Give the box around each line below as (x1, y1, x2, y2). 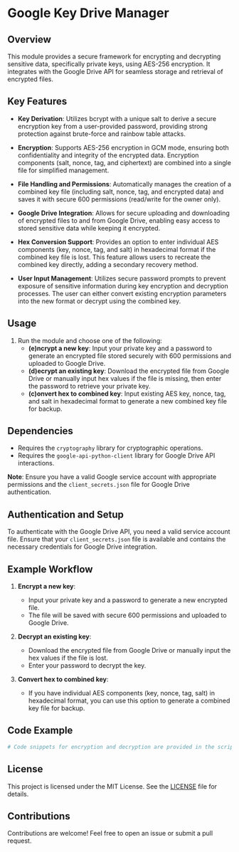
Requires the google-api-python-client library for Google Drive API (17, 451, 216, 460)
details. (7, 789, 29, 798)
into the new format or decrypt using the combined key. (17, 297, 181, 305)
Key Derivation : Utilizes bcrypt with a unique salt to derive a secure (17, 114, 217, 122)
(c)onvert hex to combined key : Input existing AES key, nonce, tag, (28, 389, 226, 398)
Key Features (7, 95, 68, 107)
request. (7, 836, 32, 845)
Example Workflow (7, 563, 93, 575)
